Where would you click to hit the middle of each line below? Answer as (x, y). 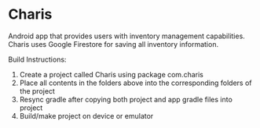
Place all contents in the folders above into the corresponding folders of (136, 83)
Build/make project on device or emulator (86, 116)
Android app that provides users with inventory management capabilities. (126, 36)
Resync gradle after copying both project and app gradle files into (126, 99)
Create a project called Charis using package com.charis (112, 74)
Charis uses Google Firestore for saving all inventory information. (113, 44)
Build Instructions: (37, 59)
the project (37, 91)
